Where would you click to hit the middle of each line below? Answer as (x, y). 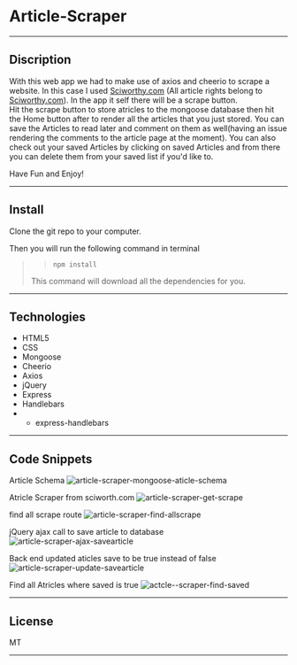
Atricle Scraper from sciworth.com (72, 498)
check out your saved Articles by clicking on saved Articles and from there (145, 147)
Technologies (48, 317)
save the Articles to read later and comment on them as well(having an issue (148, 128)
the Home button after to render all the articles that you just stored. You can (147, 119)
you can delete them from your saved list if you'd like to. (111, 156)
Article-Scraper (68, 16)
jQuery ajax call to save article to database (87, 532)
